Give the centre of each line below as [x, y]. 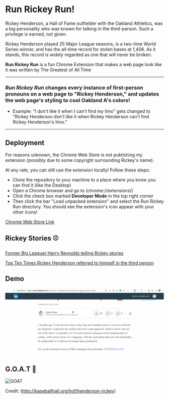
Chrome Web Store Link [30, 222]
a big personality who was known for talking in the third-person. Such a [79, 28]
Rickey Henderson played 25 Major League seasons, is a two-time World [81, 43]
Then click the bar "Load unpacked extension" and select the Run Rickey [88, 201]
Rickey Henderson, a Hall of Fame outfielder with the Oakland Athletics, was [84, 23]
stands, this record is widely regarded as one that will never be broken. [79, 55]
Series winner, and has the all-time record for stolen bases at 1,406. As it [80, 49]
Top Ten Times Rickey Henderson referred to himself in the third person [80, 263]
